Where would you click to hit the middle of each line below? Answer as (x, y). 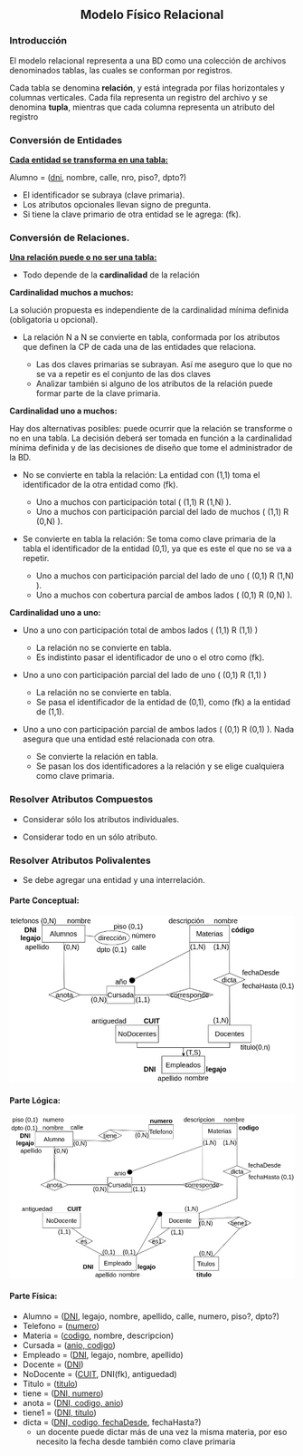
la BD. (20, 458)
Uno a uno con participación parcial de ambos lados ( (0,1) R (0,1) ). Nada (158, 730)
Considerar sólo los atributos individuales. (100, 819)
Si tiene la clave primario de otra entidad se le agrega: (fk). (132, 214)
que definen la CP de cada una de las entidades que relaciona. (139, 347)
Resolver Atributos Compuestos (81, 800)
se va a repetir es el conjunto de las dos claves (123, 374)
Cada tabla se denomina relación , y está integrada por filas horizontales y (147, 87)
